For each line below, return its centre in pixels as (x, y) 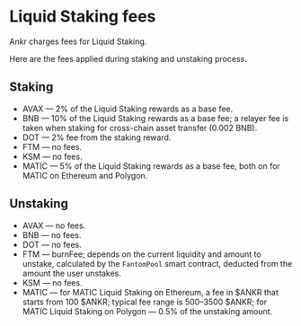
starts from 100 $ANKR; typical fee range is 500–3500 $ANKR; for (145, 302)
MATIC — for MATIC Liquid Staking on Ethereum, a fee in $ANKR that (150, 292)
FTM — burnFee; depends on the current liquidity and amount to (142, 254)
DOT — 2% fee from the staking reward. (97, 137)
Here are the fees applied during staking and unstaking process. (128, 58)
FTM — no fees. (52, 146)
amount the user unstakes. (71, 273)
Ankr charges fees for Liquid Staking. (78, 41)
